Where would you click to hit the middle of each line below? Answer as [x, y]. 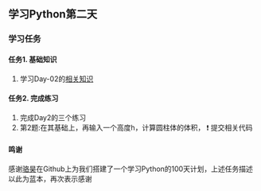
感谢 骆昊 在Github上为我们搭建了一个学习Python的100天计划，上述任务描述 [130, 169]
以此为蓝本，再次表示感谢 [50, 178]
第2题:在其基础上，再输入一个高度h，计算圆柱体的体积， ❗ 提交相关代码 [136, 127]
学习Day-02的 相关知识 [56, 79]
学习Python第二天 [53, 14]
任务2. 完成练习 [33, 99]
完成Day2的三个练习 [53, 117]
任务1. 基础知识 [33, 59]
